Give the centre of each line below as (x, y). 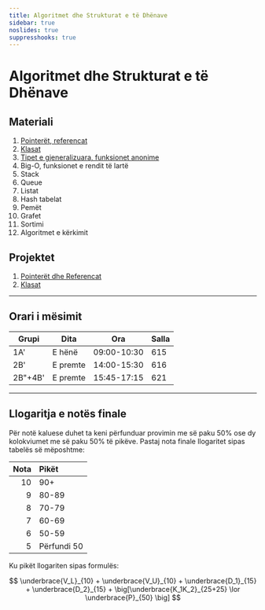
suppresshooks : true (43, 37)
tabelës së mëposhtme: (47, 450)
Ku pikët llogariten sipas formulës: (64, 565)
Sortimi (32, 224)
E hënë (65, 352)
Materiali (31, 121)
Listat (29, 191)
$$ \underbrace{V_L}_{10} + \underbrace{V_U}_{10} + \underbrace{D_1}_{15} (133, 581)
